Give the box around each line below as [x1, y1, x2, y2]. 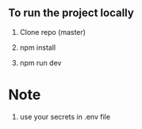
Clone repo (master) [19, 27, 86, 36]
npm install [19, 43, 56, 52]
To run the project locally [8, 6, 135, 20]
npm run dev [19, 58, 62, 67]
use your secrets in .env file [19, 112, 111, 121]
